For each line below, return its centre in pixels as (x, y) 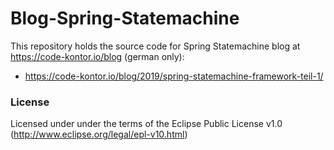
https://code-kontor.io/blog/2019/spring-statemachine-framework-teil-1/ (174, 76)
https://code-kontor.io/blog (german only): (97, 56)
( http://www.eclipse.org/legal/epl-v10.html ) (99, 134)
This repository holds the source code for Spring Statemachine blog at (155, 46)
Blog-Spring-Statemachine (125, 18)
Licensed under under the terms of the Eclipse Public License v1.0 (146, 124)
